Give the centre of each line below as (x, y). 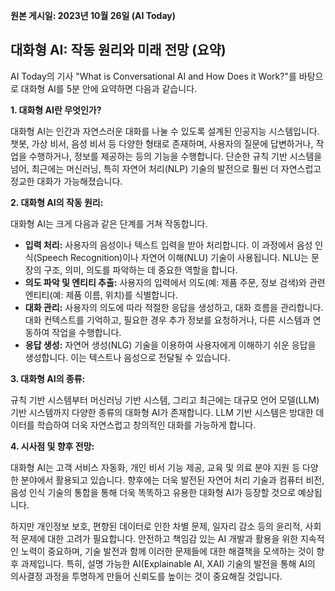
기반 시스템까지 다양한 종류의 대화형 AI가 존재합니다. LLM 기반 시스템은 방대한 (162, 412)
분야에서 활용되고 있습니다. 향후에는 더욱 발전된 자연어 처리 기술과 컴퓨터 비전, (172, 480)
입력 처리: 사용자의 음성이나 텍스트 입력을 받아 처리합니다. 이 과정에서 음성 (168, 245)
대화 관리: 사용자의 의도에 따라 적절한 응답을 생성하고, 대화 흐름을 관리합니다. (174, 307)
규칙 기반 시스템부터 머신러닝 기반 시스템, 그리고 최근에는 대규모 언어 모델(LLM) (165, 400)
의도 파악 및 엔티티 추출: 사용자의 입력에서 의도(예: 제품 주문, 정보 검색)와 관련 (175, 282)
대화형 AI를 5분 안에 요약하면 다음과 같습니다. (109, 88)
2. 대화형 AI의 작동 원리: (57, 202)
